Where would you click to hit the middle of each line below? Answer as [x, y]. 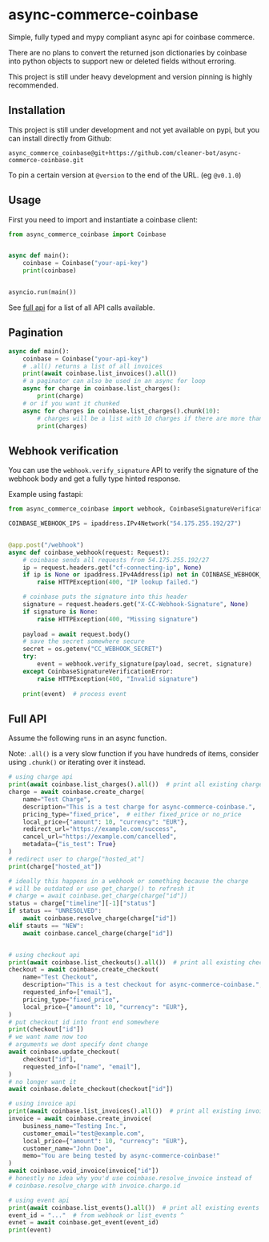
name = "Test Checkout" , [60, 977]
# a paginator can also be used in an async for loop [114, 381]
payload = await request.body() [76, 634]
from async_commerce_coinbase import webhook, [87, 509]
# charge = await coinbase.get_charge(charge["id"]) [98, 896]
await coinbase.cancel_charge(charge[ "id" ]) [98, 933]
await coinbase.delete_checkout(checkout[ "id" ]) [91, 1089]
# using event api [39, 1200]
